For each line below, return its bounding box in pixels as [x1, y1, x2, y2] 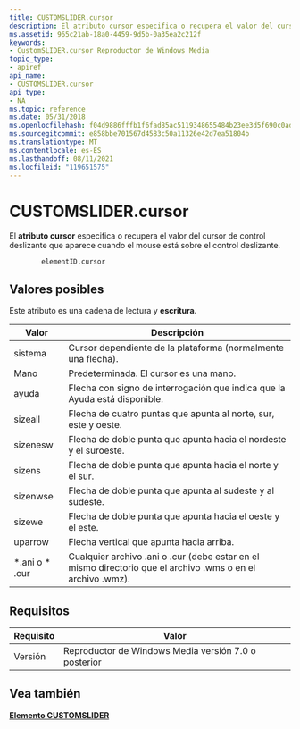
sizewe [13, 515, 44, 528]
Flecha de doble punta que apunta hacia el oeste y [68, 510, 280, 523]
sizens [13, 465, 42, 477]
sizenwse [13, 490, 54, 503]
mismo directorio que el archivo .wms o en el [68, 562, 256, 574]
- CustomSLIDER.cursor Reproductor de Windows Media [9, 46, 210, 55]
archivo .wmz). [68, 573, 131, 585]
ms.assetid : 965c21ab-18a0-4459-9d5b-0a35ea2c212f [9, 29, 202, 38]
